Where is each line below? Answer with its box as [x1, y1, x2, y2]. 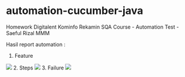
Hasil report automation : [6, 41, 66, 48]
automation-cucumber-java [6, 4, 144, 17]
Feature [14, 52, 33, 59]
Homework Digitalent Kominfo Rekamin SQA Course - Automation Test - [6, 23, 179, 30]
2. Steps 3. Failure [13, 64, 64, 71]
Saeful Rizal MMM [6, 29, 50, 36]
